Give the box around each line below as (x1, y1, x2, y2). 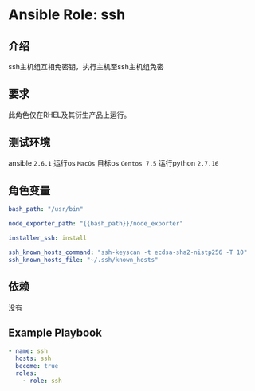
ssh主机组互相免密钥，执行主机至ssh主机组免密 (8, 62, 165, 71)
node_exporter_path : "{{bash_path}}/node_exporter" (8, 220, 183, 228)
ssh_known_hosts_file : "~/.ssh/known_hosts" (8, 256, 159, 264)
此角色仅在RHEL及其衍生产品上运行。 (8, 110, 131, 119)
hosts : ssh (15, 354, 52, 363)
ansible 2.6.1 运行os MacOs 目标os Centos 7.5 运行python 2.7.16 (8, 158, 219, 168)
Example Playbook (8, 326, 102, 340)
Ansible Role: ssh (8, 6, 126, 24)
